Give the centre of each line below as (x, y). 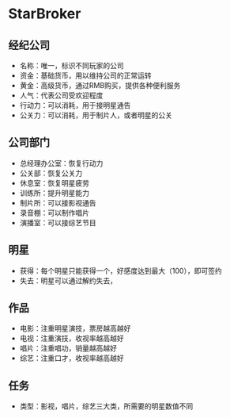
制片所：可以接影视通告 (58, 202)
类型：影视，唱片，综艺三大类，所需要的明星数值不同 (106, 406)
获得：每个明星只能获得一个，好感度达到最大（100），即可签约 (121, 270)
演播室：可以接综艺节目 (58, 222)
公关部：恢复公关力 (51, 173)
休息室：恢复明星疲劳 (54, 182)
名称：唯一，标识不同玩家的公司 (72, 65)
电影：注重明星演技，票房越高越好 (75, 328)
